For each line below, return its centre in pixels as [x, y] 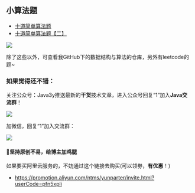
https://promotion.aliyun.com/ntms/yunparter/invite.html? [84, 178]
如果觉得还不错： [30, 81]
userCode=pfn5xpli [38, 184]
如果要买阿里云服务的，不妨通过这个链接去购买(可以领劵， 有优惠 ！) [88, 166]
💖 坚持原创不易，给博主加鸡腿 [42, 152]
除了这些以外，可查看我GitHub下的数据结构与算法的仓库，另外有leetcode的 [97, 57]
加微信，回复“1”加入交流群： [41, 126]
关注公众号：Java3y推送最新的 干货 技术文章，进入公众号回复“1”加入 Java [94, 95]
